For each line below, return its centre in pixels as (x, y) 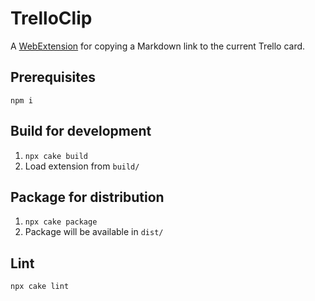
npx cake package (61, 222)
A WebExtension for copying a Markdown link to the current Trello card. (158, 46)
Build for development (81, 131)
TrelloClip (51, 18)
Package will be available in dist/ (94, 232)
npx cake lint (40, 287)
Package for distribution (87, 197)
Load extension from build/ (82, 166)
